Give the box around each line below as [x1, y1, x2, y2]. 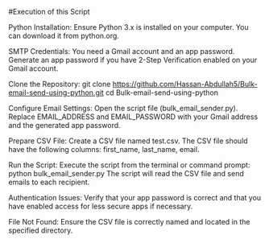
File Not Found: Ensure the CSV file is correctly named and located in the [8, 217, 250, 226]
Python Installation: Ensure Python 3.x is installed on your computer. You [8, 23, 249, 31]
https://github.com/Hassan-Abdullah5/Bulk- [112, 80, 258, 89]
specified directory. [8, 225, 73, 235]
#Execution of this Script [8, 7, 90, 16]
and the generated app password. [8, 121, 121, 130]
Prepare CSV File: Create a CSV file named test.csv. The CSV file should [8, 136, 248, 146]
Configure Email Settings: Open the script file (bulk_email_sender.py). [8, 104, 238, 113]
